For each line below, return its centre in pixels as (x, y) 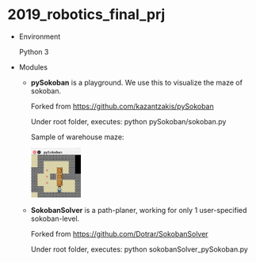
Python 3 (34, 51)
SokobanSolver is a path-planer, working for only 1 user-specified (139, 210)
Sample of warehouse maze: (77, 137)
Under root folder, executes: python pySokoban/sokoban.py (128, 121)
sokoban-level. (55, 218)
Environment (40, 36)
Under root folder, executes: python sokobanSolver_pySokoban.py (139, 249)
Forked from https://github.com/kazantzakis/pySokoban (122, 106)
